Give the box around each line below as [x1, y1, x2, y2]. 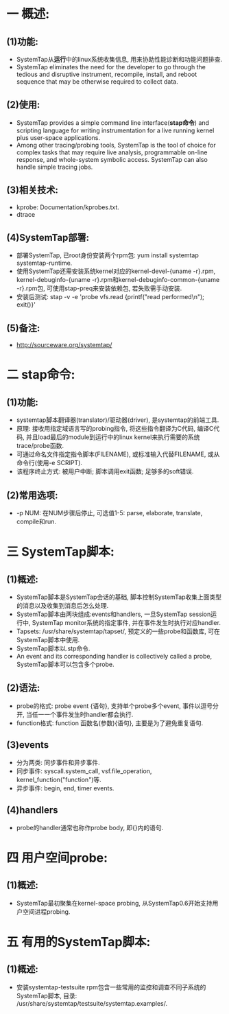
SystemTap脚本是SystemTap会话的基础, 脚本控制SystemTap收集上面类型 [16, 593, 222, 601]
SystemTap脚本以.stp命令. [16, 644, 91, 652]
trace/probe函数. [16, 442, 64, 450]
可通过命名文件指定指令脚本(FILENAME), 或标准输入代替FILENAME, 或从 [16, 450, 220, 458]
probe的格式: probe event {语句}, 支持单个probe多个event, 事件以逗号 [16, 701, 213, 710]
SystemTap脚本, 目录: [16, 991, 77, 1000]
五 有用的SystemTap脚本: [6, 934, 151, 950]
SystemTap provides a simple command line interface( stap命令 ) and [16, 118, 210, 127]
